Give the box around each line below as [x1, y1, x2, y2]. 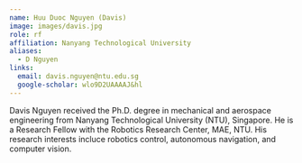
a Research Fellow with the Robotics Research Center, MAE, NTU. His [9, 123, 268, 135]
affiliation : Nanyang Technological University [9, 38, 192, 48]
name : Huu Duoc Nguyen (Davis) [9, 13, 127, 23]
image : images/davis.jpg [9, 22, 103, 31]
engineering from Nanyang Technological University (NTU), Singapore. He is [9, 114, 294, 125]
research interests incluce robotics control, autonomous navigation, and [9, 133, 277, 144]
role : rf [9, 30, 42, 39]
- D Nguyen [17, 55, 59, 64]
